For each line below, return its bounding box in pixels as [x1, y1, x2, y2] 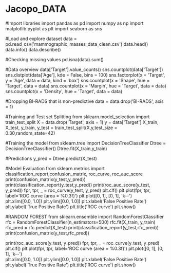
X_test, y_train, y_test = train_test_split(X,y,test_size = [5, 124, 118, 131]
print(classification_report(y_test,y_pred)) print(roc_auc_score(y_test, [5, 181, 150, 188]
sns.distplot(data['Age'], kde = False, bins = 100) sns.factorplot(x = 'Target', [5, 71, 165, 78]
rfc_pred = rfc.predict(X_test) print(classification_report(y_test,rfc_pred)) [5, 224, 159, 230]
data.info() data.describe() [5, 46, 61, 52]
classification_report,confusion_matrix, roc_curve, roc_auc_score [5, 171, 143, 177]
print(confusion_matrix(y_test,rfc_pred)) [5, 230, 90, 236]
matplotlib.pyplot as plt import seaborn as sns [5, 25, 103, 31]
